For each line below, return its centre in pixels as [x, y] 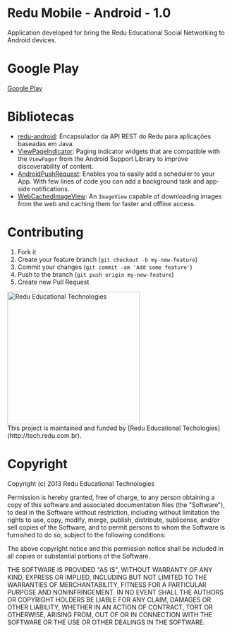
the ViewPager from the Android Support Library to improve [103, 159]
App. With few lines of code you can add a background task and [111, 181]
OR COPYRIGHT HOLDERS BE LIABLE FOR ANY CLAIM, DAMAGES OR [109, 600]
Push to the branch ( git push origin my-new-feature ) [96, 274]
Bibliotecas [41, 117]
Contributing [45, 232]
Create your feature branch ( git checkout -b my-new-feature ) [108, 259]
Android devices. [32, 40]
